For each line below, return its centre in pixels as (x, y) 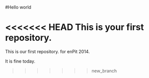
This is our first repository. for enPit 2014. (48, 51)
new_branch (104, 71)
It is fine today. (20, 61)
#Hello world (18, 7)
